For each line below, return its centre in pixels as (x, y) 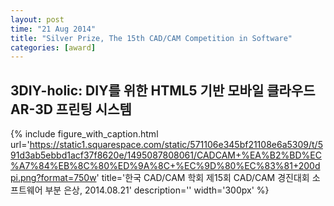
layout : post (37, 19)
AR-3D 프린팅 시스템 (71, 109)
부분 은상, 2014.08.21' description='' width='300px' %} (157, 190)
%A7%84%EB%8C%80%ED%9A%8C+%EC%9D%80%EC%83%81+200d (165, 166)
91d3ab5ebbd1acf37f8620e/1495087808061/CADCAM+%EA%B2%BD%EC (166, 155)
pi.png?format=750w (53, 178)
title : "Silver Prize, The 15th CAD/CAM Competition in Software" (151, 38)
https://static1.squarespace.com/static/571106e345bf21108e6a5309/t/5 (176, 145)
